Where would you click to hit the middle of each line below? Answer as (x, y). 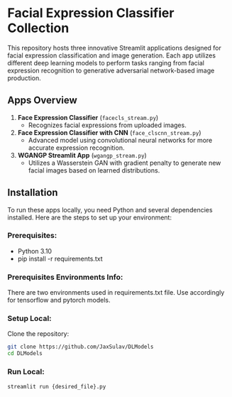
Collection (38, 28)
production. (24, 78)
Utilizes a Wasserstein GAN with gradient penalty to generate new (125, 163)
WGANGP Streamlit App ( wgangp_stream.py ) (82, 155)
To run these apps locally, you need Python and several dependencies (110, 210)
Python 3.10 (34, 251)
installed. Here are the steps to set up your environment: (90, 217)
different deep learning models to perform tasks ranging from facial (106, 62)
